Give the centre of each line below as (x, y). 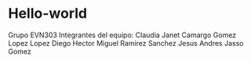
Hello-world (48, 14)
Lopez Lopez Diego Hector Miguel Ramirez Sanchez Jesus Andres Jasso (126, 43)
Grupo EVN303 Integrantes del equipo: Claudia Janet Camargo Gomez (122, 35)
